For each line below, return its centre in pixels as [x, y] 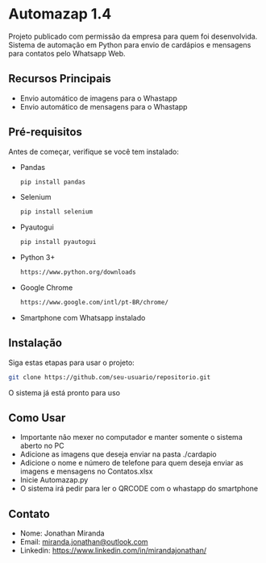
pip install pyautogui [58, 242]
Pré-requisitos [46, 132]
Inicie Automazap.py [54, 480]
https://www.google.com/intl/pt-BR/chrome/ [94, 303]
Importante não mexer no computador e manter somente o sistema [131, 437]
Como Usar [37, 418]
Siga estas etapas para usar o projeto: [71, 362]
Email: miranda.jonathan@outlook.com [84, 542]
